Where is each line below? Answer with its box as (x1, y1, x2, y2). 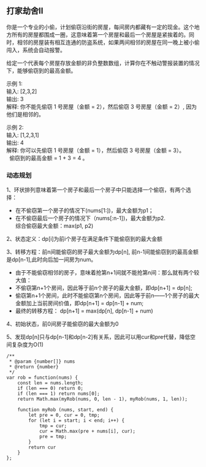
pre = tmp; (39, 434, 67, 440)
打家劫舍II (6, 6, 44, 17)
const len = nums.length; (17, 380, 84, 386)
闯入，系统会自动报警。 (6, 46, 66, 53)
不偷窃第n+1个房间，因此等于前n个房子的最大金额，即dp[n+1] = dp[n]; (15, 284, 193, 292)
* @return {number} (9, 364, 59, 370)
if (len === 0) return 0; (17, 385, 84, 392)
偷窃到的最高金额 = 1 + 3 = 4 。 (9, 154, 88, 161)
